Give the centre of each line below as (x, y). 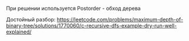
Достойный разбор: (31, 19)
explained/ (19, 32)
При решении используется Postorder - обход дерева (73, 8)
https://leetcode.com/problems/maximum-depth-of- (120, 19)
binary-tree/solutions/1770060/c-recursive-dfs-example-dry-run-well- (92, 26)
